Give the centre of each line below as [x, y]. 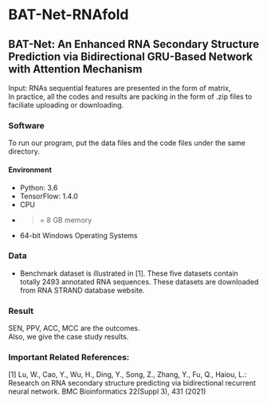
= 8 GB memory [66, 220]
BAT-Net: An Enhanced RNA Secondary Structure [134, 44]
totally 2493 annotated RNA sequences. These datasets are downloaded [139, 281]
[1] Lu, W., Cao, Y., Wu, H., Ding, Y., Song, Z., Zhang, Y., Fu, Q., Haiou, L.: [128, 375]
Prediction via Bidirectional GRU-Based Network [131, 56]
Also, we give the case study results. [69, 337]
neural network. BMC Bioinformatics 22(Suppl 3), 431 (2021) [107, 391]
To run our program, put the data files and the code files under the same [127, 143]
